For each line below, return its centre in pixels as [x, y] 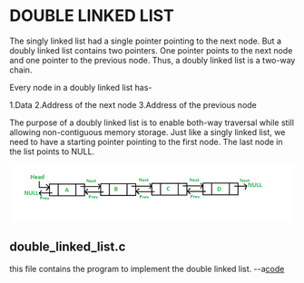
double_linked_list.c [68, 247]
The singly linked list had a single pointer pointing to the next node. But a [145, 41]
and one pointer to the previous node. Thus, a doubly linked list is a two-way [152, 60]
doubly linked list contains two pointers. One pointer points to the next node [151, 50]
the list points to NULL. [52, 151]
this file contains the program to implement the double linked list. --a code [147, 268]
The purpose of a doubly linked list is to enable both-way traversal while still [152, 122]
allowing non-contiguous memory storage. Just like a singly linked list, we [147, 132]
